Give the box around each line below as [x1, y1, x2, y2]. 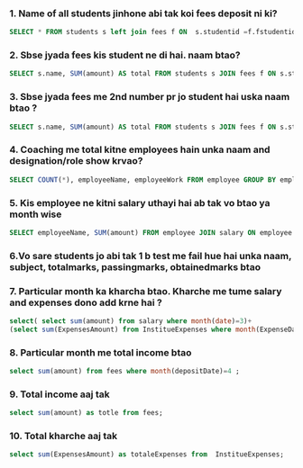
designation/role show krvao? [9, 155, 143, 167]
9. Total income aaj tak [9, 388, 110, 400]
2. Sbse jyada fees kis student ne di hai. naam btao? [9, 49, 241, 61]
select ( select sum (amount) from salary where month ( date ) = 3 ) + [9, 317, 252, 326]
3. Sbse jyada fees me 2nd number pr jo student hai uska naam [9, 91, 290, 103]
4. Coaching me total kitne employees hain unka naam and [9, 143, 271, 156]
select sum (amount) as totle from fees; [9, 409, 164, 418]
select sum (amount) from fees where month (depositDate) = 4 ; [9, 367, 241, 376]
